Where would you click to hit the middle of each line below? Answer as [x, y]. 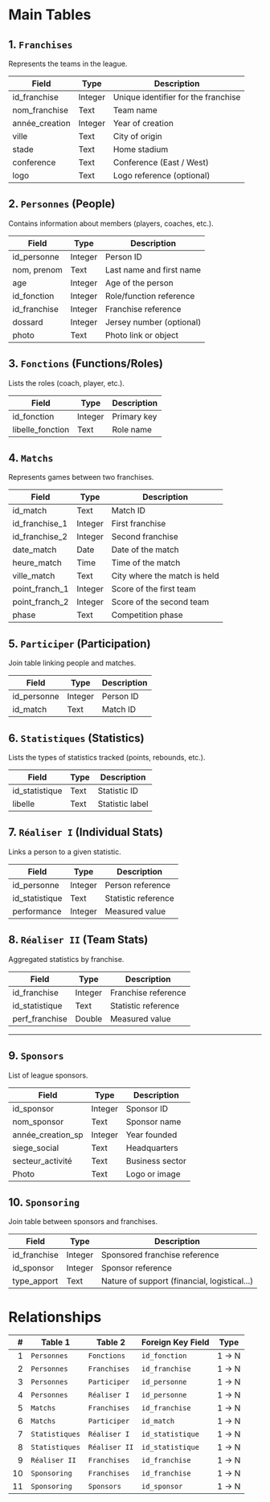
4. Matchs [31, 458]
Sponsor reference [137, 1268]
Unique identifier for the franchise [177, 97]
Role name [132, 429]
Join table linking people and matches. [72, 663]
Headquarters [152, 1148]
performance [37, 911]
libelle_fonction [41, 429]
